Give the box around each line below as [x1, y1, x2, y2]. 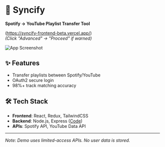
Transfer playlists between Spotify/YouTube [12, 72, 101, 78]
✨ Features [5, 59, 40, 68]
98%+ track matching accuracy [12, 82, 77, 88]
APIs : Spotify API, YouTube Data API [12, 123, 86, 129]
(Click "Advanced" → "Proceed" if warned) [5, 35, 92, 41]
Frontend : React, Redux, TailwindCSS [12, 113, 88, 119]
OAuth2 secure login [12, 77, 54, 83]
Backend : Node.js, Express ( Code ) [12, 118, 82, 124]
